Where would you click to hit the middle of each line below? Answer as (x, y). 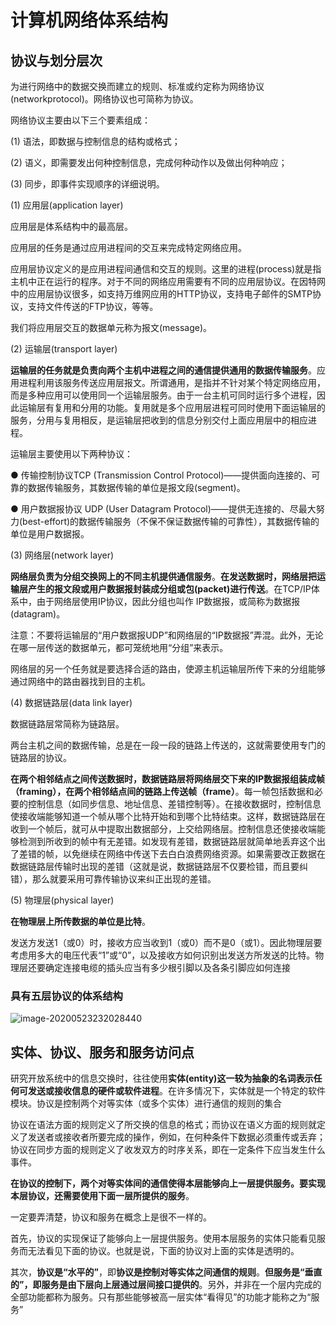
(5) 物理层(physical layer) (62, 900)
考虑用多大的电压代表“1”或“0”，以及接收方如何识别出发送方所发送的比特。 (163, 955)
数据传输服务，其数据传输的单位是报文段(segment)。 (136, 487)
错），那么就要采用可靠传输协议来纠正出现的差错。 (113, 879)
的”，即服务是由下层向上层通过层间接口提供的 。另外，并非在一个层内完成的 (166, 1285)
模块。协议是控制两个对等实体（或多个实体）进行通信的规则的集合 (146, 1103)
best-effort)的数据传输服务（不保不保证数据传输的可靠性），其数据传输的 (171, 521)
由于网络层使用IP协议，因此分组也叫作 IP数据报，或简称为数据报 (168, 601)
